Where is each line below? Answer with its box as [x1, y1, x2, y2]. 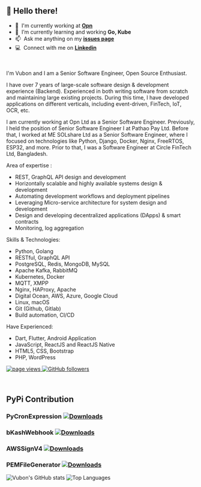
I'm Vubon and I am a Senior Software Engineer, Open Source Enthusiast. [6, 70, 187, 77]
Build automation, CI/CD [14, 311, 75, 318]
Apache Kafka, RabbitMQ [14, 266, 78, 273]
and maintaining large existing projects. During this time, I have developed [6, 94, 189, 101]
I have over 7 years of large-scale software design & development [6, 81, 169, 88]
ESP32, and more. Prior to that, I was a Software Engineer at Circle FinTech [6, 143, 192, 151]
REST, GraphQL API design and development [14, 173, 126, 181]
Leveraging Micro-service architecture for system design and [14, 199, 167, 206]
